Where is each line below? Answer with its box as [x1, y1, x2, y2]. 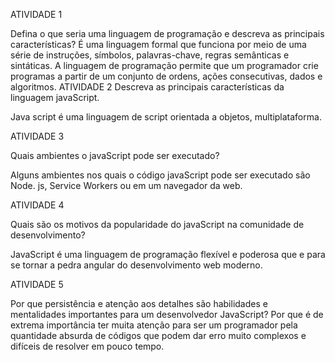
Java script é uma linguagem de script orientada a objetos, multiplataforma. [10, 111, 322, 123]
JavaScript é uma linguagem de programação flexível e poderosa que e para [10, 249, 326, 260]
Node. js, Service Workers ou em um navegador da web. [10, 180, 243, 191]
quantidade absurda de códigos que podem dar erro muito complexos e [10, 330, 307, 341]
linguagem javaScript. [10, 92, 100, 103]
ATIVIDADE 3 [10, 130, 65, 142]
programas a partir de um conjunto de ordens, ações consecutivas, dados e [10, 70, 323, 82]
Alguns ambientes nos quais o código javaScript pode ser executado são [10, 169, 311, 181]
